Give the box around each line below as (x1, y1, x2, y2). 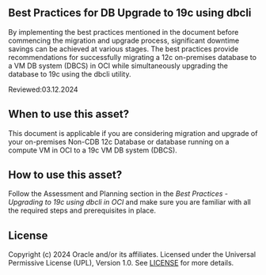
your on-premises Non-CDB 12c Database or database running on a (8, 137, 230, 146)
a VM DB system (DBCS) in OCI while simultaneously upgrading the (8, 61, 228, 70)
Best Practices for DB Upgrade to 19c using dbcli (8, 6, 252, 20)
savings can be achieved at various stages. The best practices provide (8, 43, 239, 54)
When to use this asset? (8, 107, 129, 121)
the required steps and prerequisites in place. (8, 205, 157, 216)
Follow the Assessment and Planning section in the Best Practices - (8, 189, 228, 198)
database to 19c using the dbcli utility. (8, 69, 131, 78)
